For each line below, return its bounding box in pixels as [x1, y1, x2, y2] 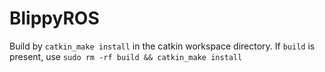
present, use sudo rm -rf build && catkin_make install [9, 50, 243, 62]
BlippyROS [9, 7, 100, 30]
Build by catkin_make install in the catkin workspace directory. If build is [9, 40, 316, 52]
